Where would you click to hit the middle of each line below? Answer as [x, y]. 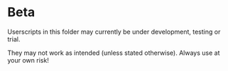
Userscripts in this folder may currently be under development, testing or [114, 32]
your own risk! [28, 60]
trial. [14, 39]
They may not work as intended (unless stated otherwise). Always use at [114, 53]
